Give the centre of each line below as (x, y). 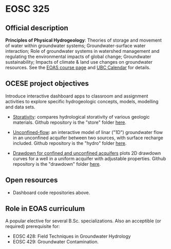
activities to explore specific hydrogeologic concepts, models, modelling (82, 101)
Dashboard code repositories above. (51, 193)
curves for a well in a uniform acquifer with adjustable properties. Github (89, 158)
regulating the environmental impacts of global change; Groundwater (78, 56)
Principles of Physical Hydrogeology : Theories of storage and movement (83, 40)
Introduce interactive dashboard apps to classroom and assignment (77, 96)
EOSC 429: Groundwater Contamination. (56, 242)
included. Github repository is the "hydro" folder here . (70, 143)
